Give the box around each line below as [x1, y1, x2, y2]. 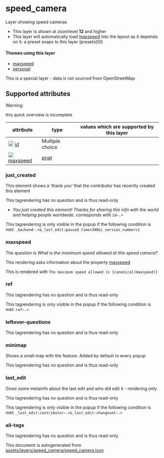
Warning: [5, 102, 24, 108]
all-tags [5, 421, 25, 428]
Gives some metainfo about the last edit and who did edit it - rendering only [5, 385, 157, 391]
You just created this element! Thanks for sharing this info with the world [12, 207, 159, 213]
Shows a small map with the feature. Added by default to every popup [5, 353, 146, 359]
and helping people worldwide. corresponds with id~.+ [12, 212, 124, 218]
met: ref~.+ [5, 306, 29, 312]
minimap [5, 342, 27, 348]
